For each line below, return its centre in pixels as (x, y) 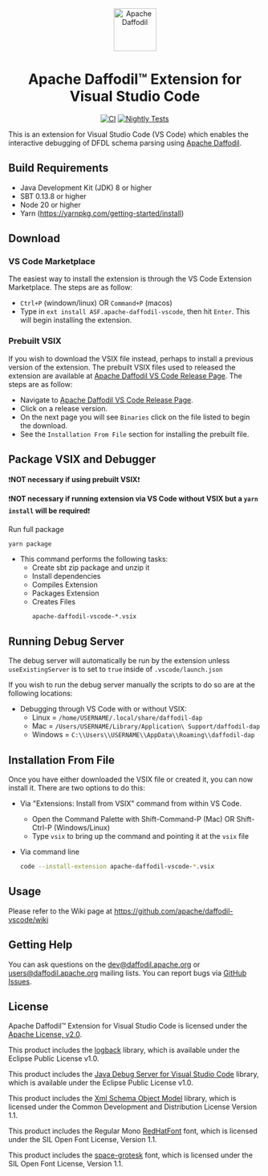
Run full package (36, 529)
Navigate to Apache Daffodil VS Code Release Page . (107, 400)
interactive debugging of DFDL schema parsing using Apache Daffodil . (125, 142)
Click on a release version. (64, 408)
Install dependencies (66, 576)
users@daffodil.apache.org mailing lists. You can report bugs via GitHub (128, 972)
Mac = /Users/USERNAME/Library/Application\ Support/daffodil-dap (146, 726)
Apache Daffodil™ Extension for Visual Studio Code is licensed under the (128, 1026)
